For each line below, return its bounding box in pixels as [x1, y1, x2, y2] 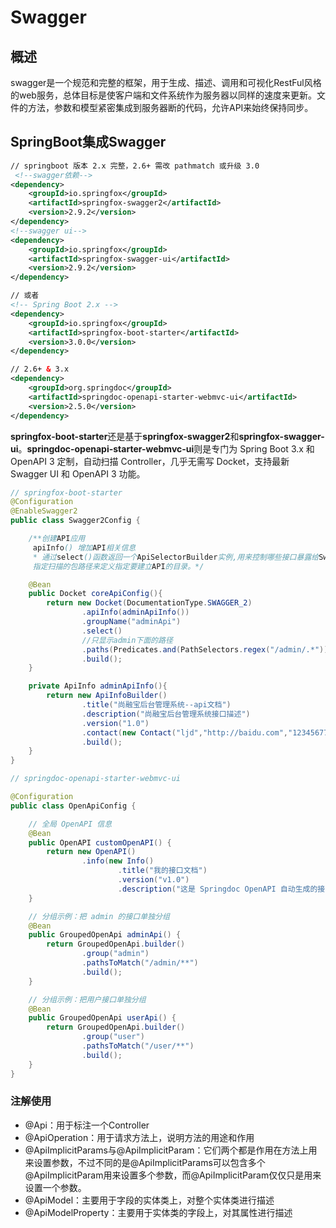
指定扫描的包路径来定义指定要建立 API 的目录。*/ [32, 561, 205, 571]
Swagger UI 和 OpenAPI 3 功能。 [10, 467, 146, 480]
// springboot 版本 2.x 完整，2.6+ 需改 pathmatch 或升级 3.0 [10, 161, 260, 171]
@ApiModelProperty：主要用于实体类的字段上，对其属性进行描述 [24, 1206, 293, 1218]
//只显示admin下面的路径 [81, 635, 173, 645]
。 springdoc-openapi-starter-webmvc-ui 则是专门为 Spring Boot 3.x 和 [18, 442, 315, 455]
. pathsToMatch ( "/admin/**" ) [81, 958, 199, 968]
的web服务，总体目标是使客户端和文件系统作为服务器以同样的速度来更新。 [10, 89, 317, 101]
